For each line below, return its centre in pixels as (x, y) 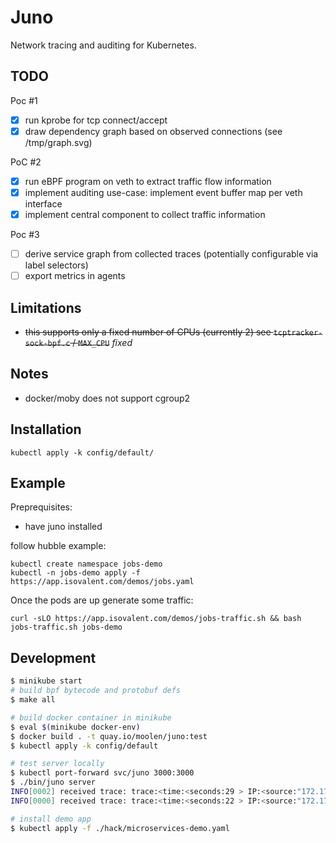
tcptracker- (298, 333)
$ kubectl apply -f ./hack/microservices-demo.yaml (120, 828)
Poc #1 (24, 100)
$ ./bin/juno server (53, 782)
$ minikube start (46, 681)
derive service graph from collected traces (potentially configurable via (171, 254)
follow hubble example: (58, 546)
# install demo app (51, 819)
